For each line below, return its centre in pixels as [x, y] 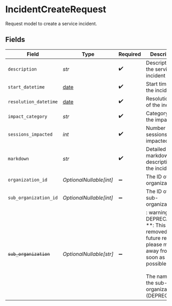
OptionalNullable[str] [88, 254]
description [23, 69]
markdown [18, 159]
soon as [155, 257]
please [154, 244]
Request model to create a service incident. [51, 24]
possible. [157, 264]
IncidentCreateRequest [56, 9]
